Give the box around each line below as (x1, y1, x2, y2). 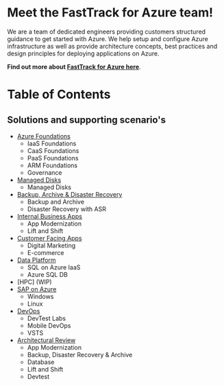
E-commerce (27, 248, 64, 256)
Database (27, 358, 55, 366)
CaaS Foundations (27, 146, 79, 155)
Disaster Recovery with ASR (27, 204, 106, 213)
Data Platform (16, 256, 56, 264)
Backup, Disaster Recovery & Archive (27, 350, 133, 359)
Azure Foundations (16, 132, 71, 140)
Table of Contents (7, 87, 111, 102)
